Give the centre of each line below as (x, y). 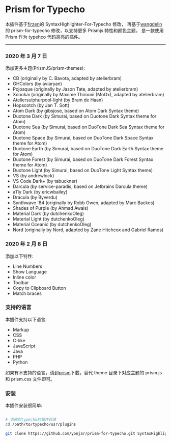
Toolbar (21, 282)
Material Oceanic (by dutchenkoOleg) (52, 225)
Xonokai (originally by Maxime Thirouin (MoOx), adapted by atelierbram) (88, 95)
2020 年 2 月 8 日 (26, 244)
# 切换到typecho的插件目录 (31, 420)
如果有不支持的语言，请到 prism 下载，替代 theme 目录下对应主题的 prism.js (84, 372)
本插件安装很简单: (24, 405)
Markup (21, 329)
